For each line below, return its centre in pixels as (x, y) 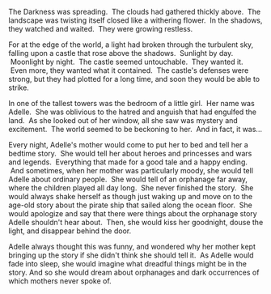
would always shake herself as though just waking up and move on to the (131, 196)
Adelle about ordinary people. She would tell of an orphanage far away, (128, 179)
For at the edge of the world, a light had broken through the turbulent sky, (131, 45)
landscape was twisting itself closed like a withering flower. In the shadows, (135, 20)
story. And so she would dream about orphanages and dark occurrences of (134, 272)
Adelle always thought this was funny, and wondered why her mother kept (132, 247)
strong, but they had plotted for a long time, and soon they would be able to (134, 79)
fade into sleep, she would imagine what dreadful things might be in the (127, 264)
